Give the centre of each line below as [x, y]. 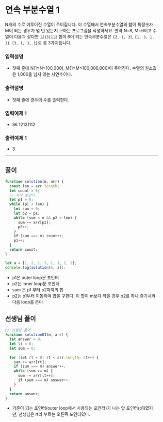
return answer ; [25, 394]
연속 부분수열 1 [32, 10]
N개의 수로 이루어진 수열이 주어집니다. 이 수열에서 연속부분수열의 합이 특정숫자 [79, 24]
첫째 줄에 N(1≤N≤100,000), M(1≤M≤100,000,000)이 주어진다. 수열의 [78, 68]
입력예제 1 [16, 114]
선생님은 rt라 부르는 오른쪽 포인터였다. [55, 414]
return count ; [24, 250]
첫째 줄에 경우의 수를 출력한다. [41, 100]
